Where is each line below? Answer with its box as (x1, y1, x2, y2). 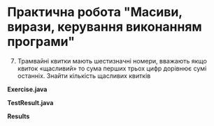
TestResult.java (7, 98, 54, 107)
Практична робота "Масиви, (7, 4, 183, 20)
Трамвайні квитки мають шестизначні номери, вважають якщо (17, 56, 208, 65)
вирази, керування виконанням (7, 19, 202, 35)
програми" (7, 34, 76, 49)
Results (7, 112, 30, 120)
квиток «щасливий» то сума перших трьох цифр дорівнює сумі (17, 64, 207, 72)
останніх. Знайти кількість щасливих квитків (17, 71, 151, 80)
